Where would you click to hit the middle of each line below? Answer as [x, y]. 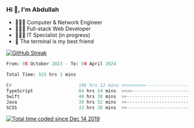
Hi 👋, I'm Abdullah [33, 10]
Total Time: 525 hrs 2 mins [41, 75]
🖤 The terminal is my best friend [54, 42]
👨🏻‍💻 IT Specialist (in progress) [53, 35]
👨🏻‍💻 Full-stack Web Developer [53, 29]
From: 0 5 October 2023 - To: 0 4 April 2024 [61, 64]
